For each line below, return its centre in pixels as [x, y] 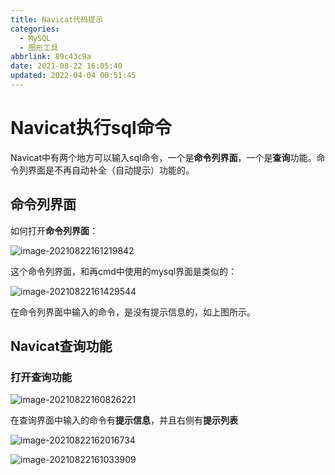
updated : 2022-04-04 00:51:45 [73, 76]
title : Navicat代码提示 [56, 19]
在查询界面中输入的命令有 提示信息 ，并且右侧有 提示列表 [124, 420]
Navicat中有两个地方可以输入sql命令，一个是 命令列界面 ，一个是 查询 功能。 [163, 157]
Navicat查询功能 [61, 346]
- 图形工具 [39, 47]
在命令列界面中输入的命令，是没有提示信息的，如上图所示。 [133, 312]
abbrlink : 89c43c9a [51, 57]
